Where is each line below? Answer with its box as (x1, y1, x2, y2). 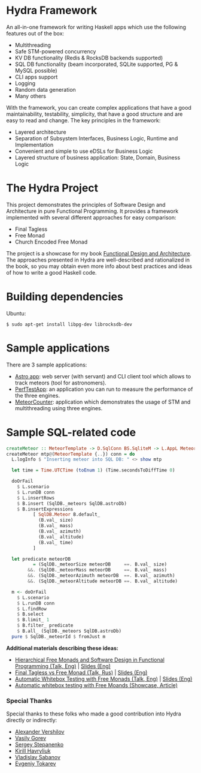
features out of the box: (6, 29, 65, 37)
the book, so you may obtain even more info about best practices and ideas (6, 262, 193, 270)
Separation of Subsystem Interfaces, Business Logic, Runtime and (14, 134, 178, 142)
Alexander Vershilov (14, 728, 65, 735)
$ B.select (17, 611, 44, 618)
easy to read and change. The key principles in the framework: (6, 116, 161, 124)
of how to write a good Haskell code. (6, 269, 97, 276)
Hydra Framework (6, 4, 98, 17)
